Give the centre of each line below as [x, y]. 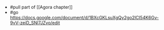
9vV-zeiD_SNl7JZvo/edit [35, 23]
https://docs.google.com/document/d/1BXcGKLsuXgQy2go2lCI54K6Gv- [84, 17]
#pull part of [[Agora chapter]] [41, 7]
